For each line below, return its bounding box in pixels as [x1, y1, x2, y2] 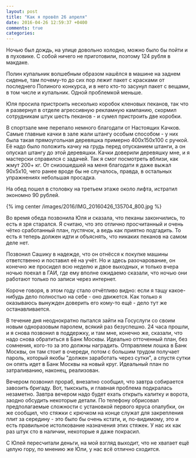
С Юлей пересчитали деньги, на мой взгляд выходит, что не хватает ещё [6, 439, 190, 446]
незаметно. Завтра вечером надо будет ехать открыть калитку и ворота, [6, 391, 190, 398]
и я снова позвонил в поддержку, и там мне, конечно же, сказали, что [6, 330, 183, 337]
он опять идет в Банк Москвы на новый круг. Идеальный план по [6, 361, 169, 368]
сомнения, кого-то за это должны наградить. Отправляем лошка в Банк [6, 342, 187, 349]
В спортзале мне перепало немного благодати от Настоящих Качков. [6, 124, 181, 131]
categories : [6, 30, 35, 36]
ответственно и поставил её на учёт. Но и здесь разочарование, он [6, 257, 176, 264]
